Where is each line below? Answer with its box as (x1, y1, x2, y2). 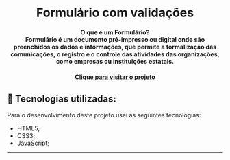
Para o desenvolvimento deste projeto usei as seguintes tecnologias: (7, 111, 201, 119)
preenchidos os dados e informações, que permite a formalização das (13, 43, 217, 51)
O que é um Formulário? (80, 28, 150, 36)
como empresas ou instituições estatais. (55, 57, 175, 65)
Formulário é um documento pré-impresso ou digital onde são (25, 35, 205, 43)
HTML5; (16, 124, 40, 133)
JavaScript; (16, 139, 50, 148)
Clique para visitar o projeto (75, 73, 155, 81)
